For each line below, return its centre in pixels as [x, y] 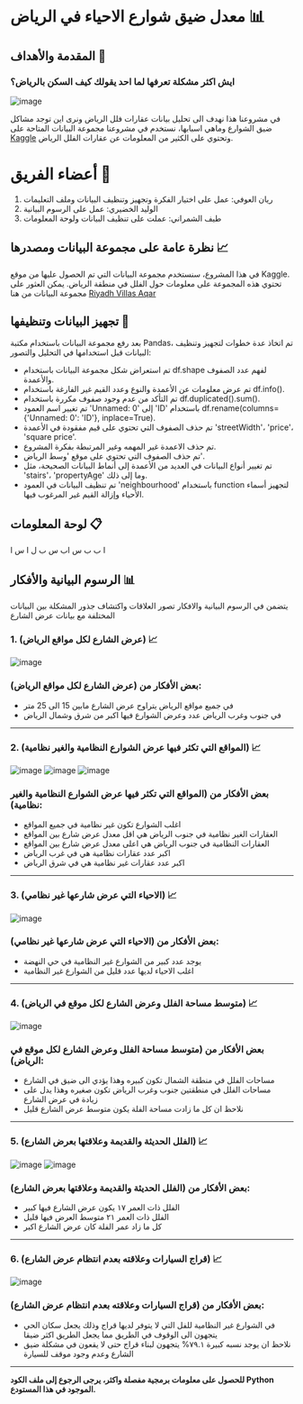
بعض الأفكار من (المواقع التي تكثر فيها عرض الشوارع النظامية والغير [139, 793]
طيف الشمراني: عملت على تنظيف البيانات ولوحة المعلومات [122, 218]
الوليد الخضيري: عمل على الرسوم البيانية [90, 208]
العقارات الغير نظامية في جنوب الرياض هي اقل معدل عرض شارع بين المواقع [150, 834]
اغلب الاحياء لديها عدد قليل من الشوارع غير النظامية [108, 971]
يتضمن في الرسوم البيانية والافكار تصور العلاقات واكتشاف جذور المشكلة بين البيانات [149, 606]
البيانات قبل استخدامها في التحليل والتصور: [81, 352]
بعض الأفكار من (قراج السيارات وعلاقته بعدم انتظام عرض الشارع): [137, 1305]
